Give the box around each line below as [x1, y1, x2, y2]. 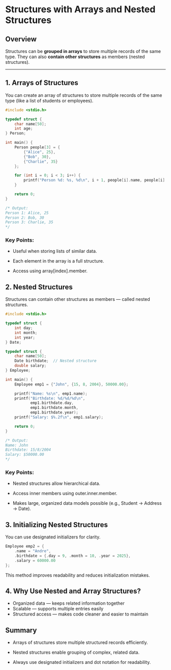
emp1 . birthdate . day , [30, 400, 74, 406]
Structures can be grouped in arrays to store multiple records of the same [5, 48, 161, 54]
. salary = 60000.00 [14, 558, 56, 563]
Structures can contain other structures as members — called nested [5, 296, 150, 302]
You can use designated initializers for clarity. [5, 534, 101, 540]
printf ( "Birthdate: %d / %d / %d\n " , [14, 396, 85, 401]
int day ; [14, 325, 33, 331]
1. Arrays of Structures [5, 79, 78, 87]
